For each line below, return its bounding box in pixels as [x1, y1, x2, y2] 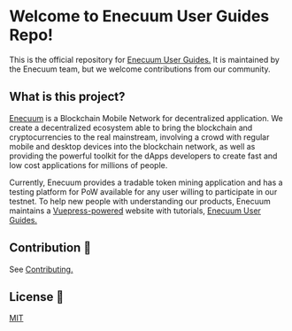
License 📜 [9, 289, 65, 304]
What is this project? [9, 89, 126, 104]
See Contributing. [9, 264, 73, 274]
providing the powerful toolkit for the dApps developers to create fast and [9, 150, 278, 161]
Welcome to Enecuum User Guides [9, 6, 270, 27]
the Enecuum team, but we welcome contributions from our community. [9, 64, 272, 74]
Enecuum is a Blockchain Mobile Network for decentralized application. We [9, 112, 283, 123]
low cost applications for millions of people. [9, 159, 168, 170]
